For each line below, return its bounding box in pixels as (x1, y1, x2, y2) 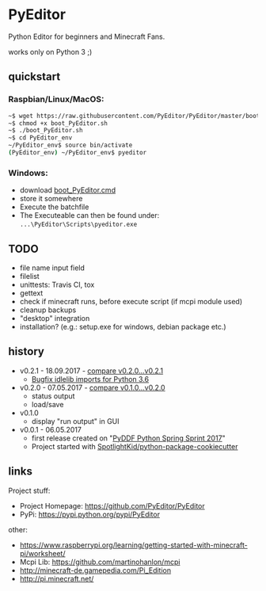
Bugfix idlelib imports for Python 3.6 (31, 374, 150, 383)
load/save (31, 399, 64, 409)
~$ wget (8, 112, 34, 120)
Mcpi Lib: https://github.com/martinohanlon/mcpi (19, 557, 180, 566)
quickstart (8, 70, 61, 84)
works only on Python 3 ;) (8, 47, 93, 56)
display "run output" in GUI (31, 416, 120, 425)
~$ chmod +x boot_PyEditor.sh (8, 119, 108, 128)
